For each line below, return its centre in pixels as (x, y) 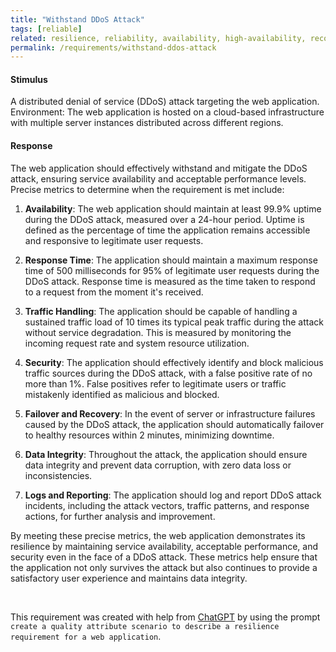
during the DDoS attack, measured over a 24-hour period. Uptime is (164, 219)
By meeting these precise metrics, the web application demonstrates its (158, 535)
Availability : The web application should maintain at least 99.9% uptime (173, 208)
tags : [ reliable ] (46, 29)
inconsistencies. (58, 475)
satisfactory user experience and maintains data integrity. (129, 578)
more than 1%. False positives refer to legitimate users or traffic (155, 383)
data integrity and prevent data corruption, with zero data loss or (158, 465)
